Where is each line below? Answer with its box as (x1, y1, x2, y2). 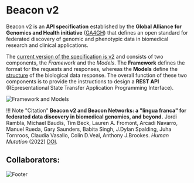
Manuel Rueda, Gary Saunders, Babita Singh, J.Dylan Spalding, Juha (6, 126, 172, 133)
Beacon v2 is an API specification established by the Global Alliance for (6, 23, 182, 30)
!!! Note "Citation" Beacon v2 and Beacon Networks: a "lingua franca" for (6, 107, 186, 114)
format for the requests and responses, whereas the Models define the (6, 65, 178, 72)
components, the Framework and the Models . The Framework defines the (6, 59, 185, 66)
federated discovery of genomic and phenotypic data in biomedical (6, 35, 169, 42)
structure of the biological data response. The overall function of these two (6, 72, 188, 79)
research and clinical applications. (6, 42, 89, 49)
